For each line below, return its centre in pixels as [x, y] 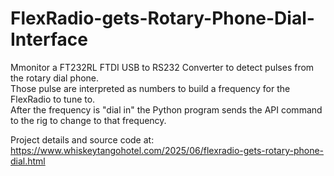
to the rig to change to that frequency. [88, 120]
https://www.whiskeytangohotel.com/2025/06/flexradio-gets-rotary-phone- [167, 150]
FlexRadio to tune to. [53, 99]
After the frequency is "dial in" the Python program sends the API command [166, 109]
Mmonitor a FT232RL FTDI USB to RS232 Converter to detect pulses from [162, 67]
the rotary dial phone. [55, 78]
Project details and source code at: [82, 139]
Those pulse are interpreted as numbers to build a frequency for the [150, 88]
